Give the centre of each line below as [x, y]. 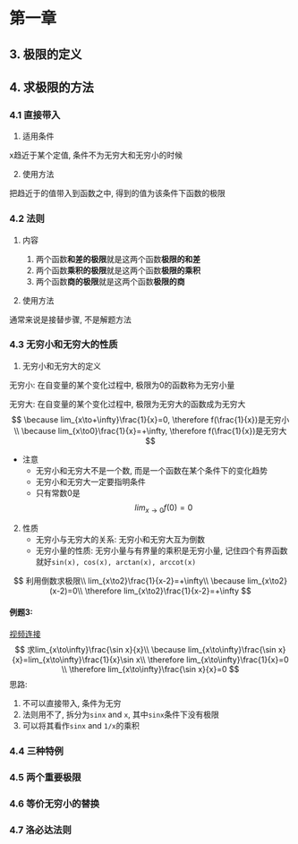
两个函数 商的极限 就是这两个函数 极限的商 [110, 281]
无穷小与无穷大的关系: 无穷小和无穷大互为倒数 [120, 539]
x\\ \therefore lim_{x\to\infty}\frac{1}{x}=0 [212, 660]
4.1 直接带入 [35, 115]
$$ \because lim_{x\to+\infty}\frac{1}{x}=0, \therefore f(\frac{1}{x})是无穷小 [150, 419]
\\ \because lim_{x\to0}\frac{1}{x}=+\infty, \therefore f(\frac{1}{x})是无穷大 [150, 431]
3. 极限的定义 [46, 54]
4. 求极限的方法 [51, 87]
